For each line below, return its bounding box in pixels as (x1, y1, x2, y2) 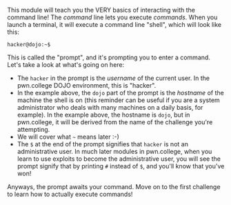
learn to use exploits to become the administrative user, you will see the (17, 155, 221, 163)
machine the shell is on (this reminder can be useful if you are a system (17, 96, 221, 104)
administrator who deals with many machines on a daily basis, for (17, 104, 203, 111)
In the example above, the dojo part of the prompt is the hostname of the (17, 89, 224, 97)
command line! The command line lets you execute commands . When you (7, 13, 218, 21)
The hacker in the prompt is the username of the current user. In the (17, 74, 210, 82)
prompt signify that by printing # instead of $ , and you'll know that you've (17, 162, 225, 170)
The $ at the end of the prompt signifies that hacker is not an (17, 140, 188, 148)
